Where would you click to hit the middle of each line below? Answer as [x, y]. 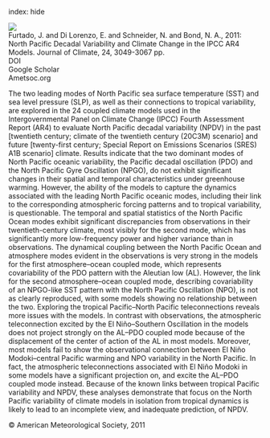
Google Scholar [34, 69]
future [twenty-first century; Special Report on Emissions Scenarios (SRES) [133, 145]
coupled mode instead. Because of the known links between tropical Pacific [134, 384]
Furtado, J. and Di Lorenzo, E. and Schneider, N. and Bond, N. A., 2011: [125, 35]
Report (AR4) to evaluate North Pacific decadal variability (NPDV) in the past [135, 127]
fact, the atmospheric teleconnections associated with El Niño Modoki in [128, 366]
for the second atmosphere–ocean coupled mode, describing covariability [131, 281]
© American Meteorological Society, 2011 [77, 425]
